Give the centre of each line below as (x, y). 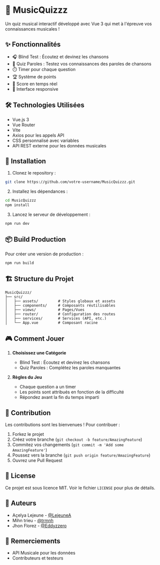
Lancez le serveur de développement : (51, 214)
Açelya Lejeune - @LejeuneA (42, 515)
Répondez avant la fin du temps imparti (59, 397)
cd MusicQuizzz (21, 201)
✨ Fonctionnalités (33, 45)
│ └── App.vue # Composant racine (51, 323)
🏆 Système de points (34, 76)
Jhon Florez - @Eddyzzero (39, 526)
